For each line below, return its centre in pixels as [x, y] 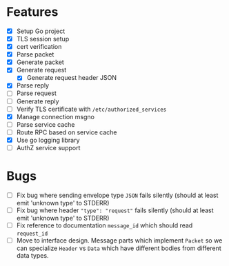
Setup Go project [41, 31]
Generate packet [40, 62]
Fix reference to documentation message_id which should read [104, 225]
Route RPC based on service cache [67, 132]
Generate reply [38, 101]
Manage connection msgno [55, 116]
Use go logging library [48, 140]
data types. [32, 256]
